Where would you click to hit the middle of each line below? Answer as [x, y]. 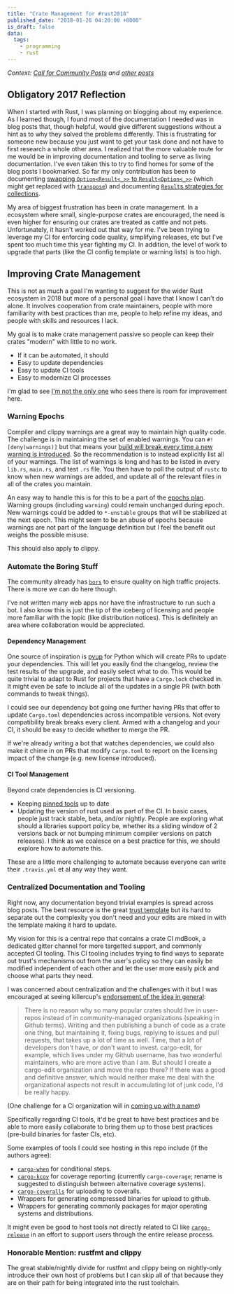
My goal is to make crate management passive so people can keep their [111, 334]
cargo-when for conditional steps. [64, 1169]
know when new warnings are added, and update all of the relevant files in [115, 476]
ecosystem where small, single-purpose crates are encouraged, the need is [116, 214]
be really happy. [47, 1092]
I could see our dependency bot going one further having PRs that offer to [114, 708]
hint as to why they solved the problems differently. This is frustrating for [112, 134]
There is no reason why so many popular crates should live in [112, 1010]
